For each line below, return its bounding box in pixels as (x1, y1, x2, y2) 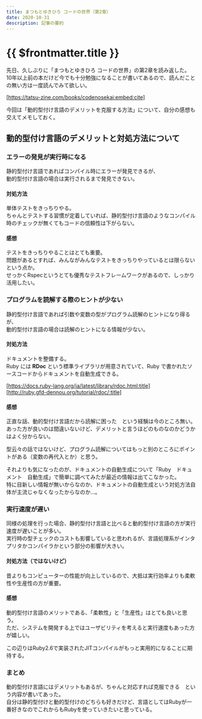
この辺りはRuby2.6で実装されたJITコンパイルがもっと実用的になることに (6, 644, 188, 651)
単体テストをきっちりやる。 (6, 204, 75, 212)
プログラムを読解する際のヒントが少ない (6, 296, 123, 304)
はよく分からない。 (6, 433, 54, 440)
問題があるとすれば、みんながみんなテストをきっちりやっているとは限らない (6, 257, 195, 264)
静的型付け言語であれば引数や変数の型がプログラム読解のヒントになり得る (6, 310, 191, 318)
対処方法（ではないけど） (6, 557, 70, 564)
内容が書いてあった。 (11, 691, 64, 698)
